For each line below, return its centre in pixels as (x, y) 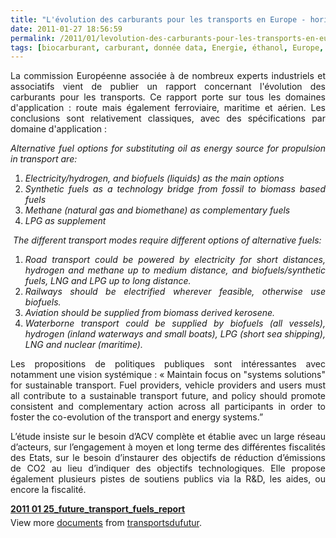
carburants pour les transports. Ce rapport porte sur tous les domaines (168, 97)
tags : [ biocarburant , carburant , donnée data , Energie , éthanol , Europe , (167, 47)
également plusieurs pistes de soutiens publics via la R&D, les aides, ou (168, 479)
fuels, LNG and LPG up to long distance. (108, 281)
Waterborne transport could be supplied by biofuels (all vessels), (175, 323)
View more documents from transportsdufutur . (106, 523)
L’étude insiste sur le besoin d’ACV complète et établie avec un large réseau (168, 437)
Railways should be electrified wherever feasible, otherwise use (175, 292)
